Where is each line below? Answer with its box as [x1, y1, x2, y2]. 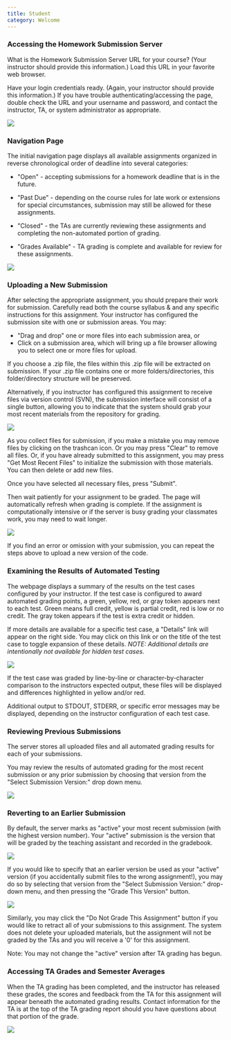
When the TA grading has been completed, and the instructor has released [7, 982, 220, 991]
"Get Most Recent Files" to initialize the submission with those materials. [7, 459, 213, 467]
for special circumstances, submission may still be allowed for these [17, 201, 212, 209]
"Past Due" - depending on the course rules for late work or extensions [17, 194, 221, 202]
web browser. [7, 70, 46, 78]
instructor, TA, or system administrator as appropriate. [7, 106, 161, 114]
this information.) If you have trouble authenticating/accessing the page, [7, 91, 213, 99]
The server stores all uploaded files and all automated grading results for [7, 742, 214, 750]
